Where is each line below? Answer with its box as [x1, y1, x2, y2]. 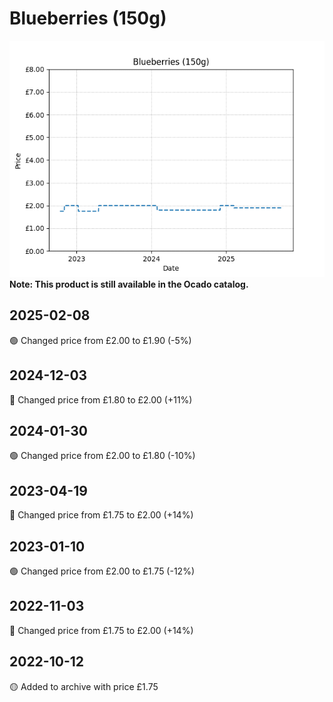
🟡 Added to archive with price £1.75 [9, 680, 159, 692]
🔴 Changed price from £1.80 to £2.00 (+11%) [9, 393, 193, 406]
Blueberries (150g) [9, 7, 167, 30]
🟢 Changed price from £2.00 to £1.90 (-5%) [9, 334, 192, 346]
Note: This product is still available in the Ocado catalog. [9, 278, 249, 290]
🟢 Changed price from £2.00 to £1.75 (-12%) [9, 565, 196, 577]
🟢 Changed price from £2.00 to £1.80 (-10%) [9, 450, 196, 462]
